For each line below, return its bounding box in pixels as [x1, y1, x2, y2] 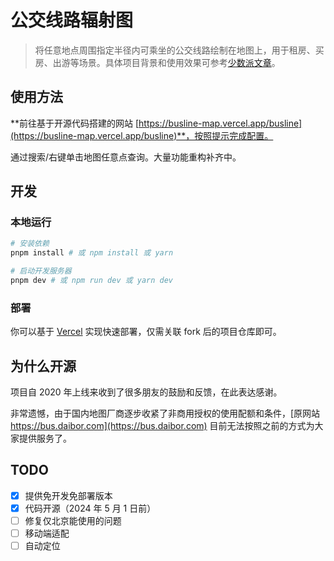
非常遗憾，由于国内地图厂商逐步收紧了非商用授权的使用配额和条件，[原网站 [10, 407, 321, 420]
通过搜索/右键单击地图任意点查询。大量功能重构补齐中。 [10, 151, 242, 163]
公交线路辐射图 [10, 9, 134, 32]
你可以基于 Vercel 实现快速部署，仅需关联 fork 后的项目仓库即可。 [10, 326, 282, 338]
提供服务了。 [18, 432, 72, 445]
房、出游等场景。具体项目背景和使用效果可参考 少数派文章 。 [34, 56, 281, 68]
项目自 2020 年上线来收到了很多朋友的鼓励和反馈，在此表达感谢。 [10, 386, 283, 398]
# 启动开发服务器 [10, 266, 72, 276]
